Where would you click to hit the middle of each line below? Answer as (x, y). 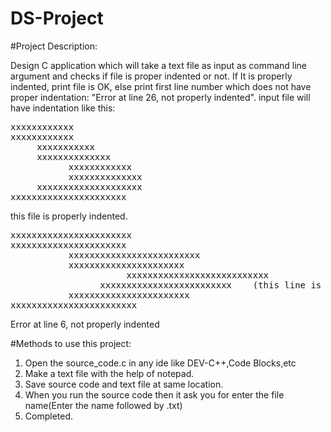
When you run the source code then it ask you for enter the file (154, 394)
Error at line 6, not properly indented (85, 324)
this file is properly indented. (69, 216)
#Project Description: (54, 46)
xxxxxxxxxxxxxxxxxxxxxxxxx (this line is (210, 285)
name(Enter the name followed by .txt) (103, 405)
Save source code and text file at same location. (124, 384)
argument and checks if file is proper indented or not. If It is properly (151, 76)
